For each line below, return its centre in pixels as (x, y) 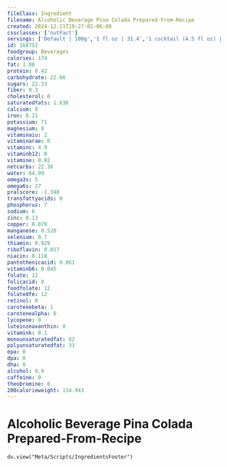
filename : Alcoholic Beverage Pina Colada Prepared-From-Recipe (101, 20)
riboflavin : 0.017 (33, 250)
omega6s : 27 (24, 186)
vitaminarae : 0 (29, 141)
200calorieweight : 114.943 (46, 390)
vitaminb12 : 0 (27, 154)
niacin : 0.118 (27, 256)
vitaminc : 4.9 (27, 148)
